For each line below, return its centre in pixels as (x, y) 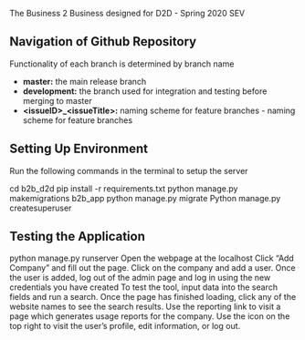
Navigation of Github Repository (103, 41)
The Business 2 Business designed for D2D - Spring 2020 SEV (127, 13)
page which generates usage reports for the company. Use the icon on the (150, 316)
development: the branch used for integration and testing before (145, 91)
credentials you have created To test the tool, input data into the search (144, 287)
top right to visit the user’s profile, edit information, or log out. (125, 326)
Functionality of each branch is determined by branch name (122, 64)
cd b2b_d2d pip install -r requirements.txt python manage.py (124, 188)
